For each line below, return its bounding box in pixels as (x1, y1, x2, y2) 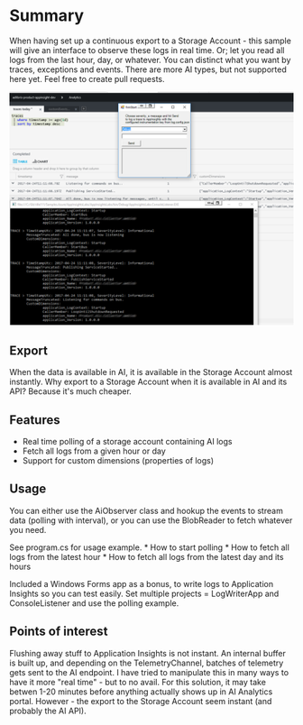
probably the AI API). (9, 705, 87, 716)
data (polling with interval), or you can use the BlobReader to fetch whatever (9, 515, 293, 526)
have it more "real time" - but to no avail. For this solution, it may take (9, 676, 266, 687)
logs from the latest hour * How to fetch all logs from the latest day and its (9, 551, 284, 562)
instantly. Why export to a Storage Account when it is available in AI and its (9, 376, 288, 388)
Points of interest (9, 624, 108, 639)
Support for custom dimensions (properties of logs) (22, 454, 215, 465)
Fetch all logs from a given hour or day (22, 445, 167, 456)
